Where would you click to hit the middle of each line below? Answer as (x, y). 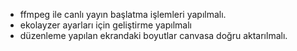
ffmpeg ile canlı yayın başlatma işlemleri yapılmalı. (123, 14)
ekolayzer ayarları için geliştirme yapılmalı (105, 25)
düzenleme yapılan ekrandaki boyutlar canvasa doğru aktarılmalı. (153, 35)
